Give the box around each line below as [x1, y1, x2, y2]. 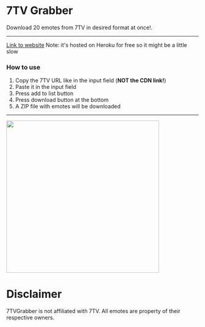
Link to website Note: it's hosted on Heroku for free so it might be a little [6, 41, 187, 49]
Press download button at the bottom [15, 96, 109, 104]
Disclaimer [6, 287, 62, 301]
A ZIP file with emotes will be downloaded [15, 103, 121, 110]
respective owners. [6, 314, 55, 322]
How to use [6, 63, 41, 71]
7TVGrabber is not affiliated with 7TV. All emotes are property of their [6, 308, 181, 315]
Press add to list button [15, 90, 74, 97]
